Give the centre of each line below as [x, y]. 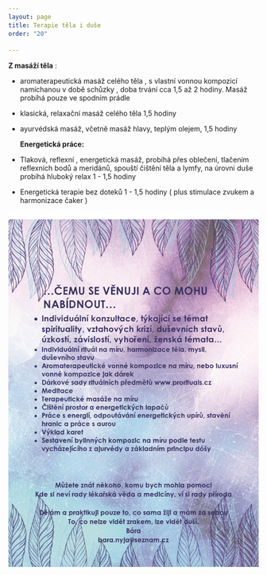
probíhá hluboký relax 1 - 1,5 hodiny [78, 177]
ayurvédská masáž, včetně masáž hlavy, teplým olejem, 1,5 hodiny [128, 129]
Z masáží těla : [33, 66]
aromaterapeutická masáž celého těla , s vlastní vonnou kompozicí [129, 81]
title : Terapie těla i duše [55, 25]
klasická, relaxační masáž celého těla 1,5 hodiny [98, 113]
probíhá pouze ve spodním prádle [75, 98]
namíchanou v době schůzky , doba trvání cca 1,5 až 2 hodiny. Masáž [133, 90]
